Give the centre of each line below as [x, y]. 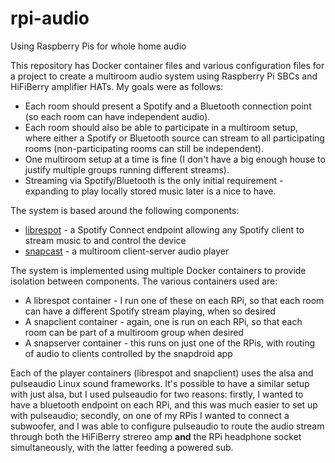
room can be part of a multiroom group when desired [134, 332]
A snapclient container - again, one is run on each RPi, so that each [163, 321]
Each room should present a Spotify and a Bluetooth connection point [168, 106]
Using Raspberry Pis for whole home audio [98, 46]
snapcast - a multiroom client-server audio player [127, 251]
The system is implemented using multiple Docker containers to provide [158, 270]
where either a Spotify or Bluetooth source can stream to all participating [174, 138]
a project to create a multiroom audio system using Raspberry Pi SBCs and [164, 76]
